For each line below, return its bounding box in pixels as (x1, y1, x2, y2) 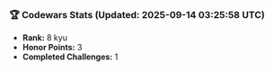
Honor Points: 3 (22, 42, 83, 53)
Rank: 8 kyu (22, 32, 67, 43)
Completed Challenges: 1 (22, 51, 119, 62)
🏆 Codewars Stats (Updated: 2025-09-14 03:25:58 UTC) (9, 8, 265, 21)
